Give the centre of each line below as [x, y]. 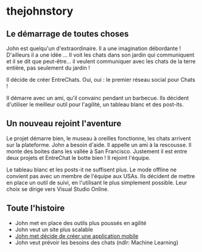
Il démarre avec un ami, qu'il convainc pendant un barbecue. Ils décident [98, 98]
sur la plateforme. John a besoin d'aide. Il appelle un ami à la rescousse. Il [99, 145]
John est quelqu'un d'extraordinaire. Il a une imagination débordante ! [94, 48]
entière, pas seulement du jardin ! [48, 68]
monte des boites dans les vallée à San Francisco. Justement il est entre [97, 151]
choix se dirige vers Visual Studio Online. [58, 189]
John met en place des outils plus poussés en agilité [81, 223]
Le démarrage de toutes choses [68, 34]
